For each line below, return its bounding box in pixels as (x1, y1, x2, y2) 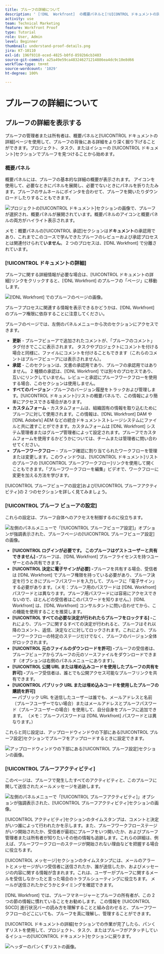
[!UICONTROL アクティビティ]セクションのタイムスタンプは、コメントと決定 (5, 816, 159, 822)
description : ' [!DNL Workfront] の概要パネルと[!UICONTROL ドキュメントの (5, 12, 157, 17)
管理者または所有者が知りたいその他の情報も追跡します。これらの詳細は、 (5, 835, 155, 841)
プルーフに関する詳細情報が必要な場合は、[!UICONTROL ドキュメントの (5, 272, 150, 278)
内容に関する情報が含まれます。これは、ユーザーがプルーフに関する (13, 870, 150, 876)
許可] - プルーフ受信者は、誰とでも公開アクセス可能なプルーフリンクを (12, 670, 153, 675)
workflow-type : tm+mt (5, 62, 49, 67)
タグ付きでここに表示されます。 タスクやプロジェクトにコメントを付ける (12, 344, 159, 350)
